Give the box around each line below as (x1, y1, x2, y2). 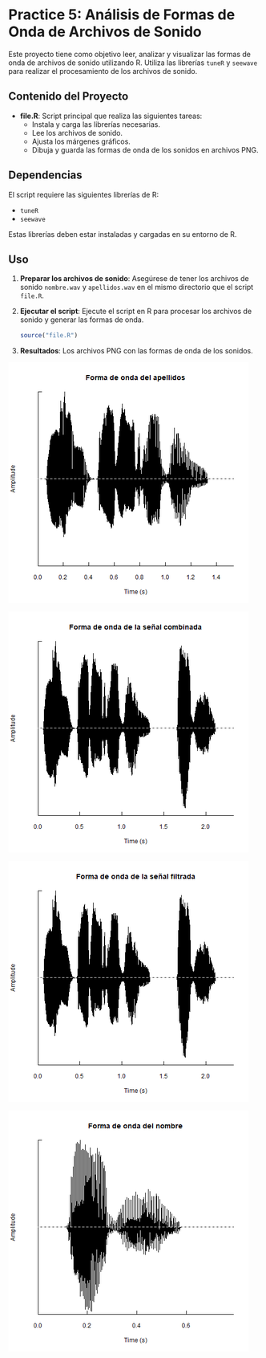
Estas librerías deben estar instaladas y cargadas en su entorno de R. (8, 229, 237, 239)
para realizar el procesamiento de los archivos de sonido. (8, 66, 198, 75)
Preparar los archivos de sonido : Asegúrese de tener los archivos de (19, 274, 250, 283)
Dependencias (8, 169, 83, 182)
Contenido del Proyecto (8, 90, 129, 104)
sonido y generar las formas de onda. (19, 315, 144, 324)
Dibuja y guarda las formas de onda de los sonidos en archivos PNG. (31, 145, 259, 154)
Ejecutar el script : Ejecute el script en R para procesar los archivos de (19, 307, 252, 316)
